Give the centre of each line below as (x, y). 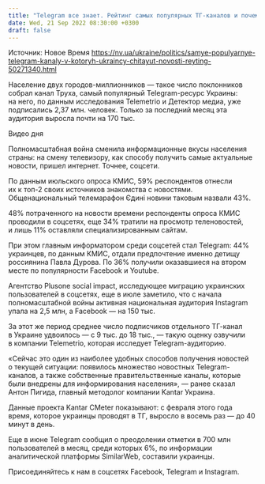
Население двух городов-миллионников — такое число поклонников (125, 85)
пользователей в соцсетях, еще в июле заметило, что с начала (115, 294)
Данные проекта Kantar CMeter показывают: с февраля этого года (120, 407)
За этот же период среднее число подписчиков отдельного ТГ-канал (125, 327)
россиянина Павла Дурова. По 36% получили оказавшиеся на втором (127, 263)
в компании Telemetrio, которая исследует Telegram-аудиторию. (117, 343)
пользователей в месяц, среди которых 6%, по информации (110, 448)
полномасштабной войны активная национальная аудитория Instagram (128, 303)
